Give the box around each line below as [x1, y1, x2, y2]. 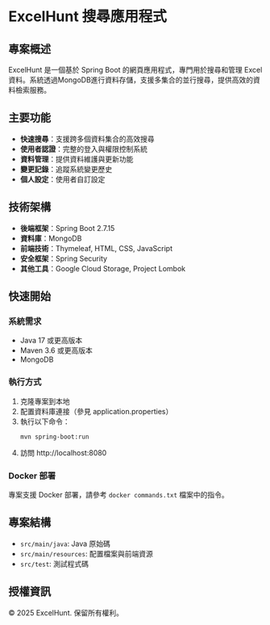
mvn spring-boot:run [19, 433, 89, 441]
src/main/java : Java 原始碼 [19, 539, 111, 548]
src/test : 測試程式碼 [19, 559, 89, 568]
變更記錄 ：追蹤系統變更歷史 [19, 164, 113, 174]
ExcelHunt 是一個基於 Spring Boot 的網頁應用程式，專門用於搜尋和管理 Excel [8, 65, 263, 74]
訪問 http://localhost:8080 [19, 447, 107, 457]
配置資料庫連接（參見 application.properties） [19, 406, 173, 416]
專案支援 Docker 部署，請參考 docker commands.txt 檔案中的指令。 [8, 489, 230, 499]
